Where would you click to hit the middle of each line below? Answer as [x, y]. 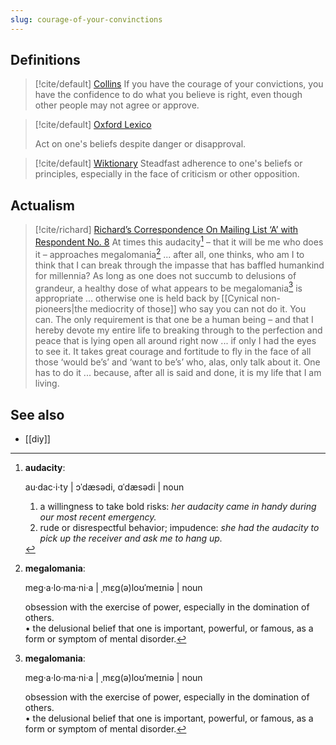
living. [47, 383]
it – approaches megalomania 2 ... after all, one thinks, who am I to [169, 253]
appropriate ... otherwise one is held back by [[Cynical [146, 298]
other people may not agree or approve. [117, 105]
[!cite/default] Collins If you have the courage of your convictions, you [179, 84]
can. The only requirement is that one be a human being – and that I [174, 320]
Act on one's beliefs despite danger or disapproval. [140, 144]
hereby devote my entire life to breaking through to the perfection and [178, 330]
